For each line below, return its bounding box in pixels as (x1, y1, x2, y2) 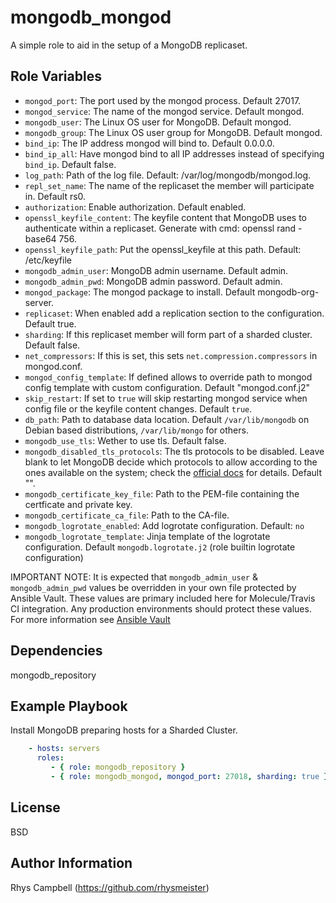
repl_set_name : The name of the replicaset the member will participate (24, 179, 315, 191)
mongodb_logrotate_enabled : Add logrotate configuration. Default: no (24, 519, 305, 531)
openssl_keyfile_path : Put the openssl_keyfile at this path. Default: (24, 243, 302, 255)
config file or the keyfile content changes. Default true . (24, 402, 253, 415)
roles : (36, 753, 65, 763)
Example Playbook (10, 697, 128, 715)
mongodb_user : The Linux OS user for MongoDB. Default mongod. (24, 116, 292, 128)
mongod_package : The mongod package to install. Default (24, 286, 256, 298)
